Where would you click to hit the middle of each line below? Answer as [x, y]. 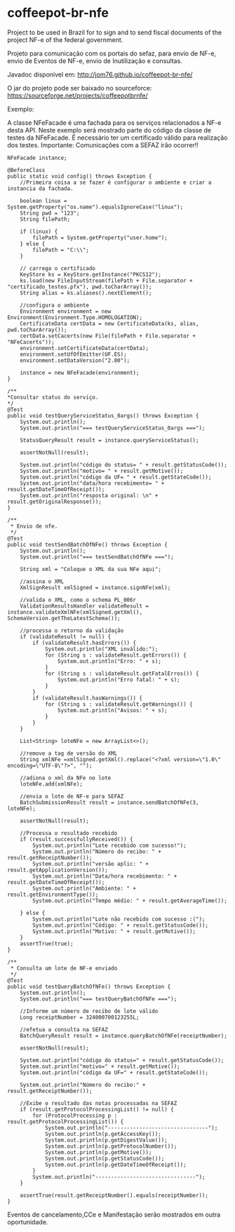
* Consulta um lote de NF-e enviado [64, 968]
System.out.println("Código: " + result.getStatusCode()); [121, 925]
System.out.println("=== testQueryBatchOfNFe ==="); [99, 999]
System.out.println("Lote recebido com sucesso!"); [110, 845]
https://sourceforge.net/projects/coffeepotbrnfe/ [78, 95]
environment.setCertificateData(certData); [85, 348]
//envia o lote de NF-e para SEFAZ [72, 796]
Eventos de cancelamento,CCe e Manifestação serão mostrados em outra [114, 1214]
